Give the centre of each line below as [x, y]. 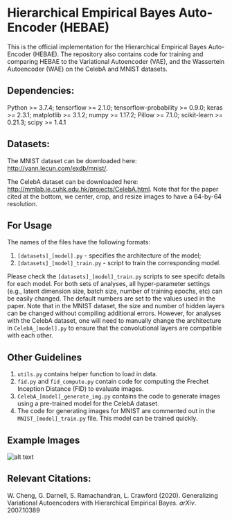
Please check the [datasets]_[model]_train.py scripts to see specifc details [116, 276]
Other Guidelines [45, 357]
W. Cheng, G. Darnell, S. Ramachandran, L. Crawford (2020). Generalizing [113, 495]
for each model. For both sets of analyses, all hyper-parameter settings [109, 284]
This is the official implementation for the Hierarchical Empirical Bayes [107, 47]
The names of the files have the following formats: [79, 242]
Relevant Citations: [49, 479]
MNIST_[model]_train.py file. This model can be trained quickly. [107, 419]
